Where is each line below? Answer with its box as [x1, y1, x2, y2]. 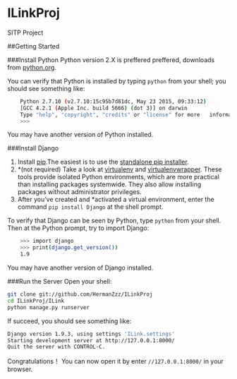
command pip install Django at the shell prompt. [17, 203, 164, 211]
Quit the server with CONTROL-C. [7, 344, 106, 351]
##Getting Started [7, 42, 60, 50]
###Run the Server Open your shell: [7, 277, 112, 286]
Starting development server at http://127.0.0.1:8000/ [7, 337, 175, 344]
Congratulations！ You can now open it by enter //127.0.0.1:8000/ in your [7, 357, 224, 366]
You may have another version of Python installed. [7, 131, 154, 139]
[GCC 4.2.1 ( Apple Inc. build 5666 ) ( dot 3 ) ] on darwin [20, 104, 188, 112]
